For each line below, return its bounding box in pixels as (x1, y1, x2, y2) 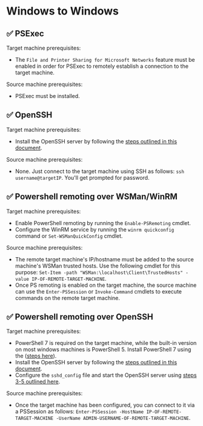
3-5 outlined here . (15, 378, 61, 385)
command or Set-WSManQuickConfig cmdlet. (15, 232, 123, 240)
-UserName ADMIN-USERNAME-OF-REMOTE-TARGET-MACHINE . (56, 415, 191, 422)
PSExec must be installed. (15, 93, 80, 99)
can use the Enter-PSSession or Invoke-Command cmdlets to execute (15, 287, 182, 295)
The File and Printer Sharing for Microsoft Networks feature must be (15, 56, 195, 63)
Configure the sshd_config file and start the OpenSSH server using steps (15, 372, 197, 379)
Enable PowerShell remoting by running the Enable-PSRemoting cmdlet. (15, 219, 191, 226)
